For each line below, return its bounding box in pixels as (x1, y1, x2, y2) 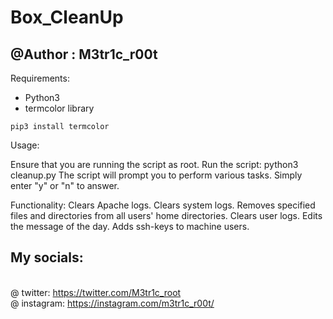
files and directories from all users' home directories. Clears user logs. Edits (10, 210, 323, 221)
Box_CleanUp (10, 6, 124, 29)
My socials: (10, 249, 84, 266)
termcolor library (24, 102, 95, 114)
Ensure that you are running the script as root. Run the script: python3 (10, 159, 299, 170)
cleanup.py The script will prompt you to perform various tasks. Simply (10, 169, 303, 181)
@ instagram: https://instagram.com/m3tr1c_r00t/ (10, 297, 215, 309)
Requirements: (10, 72, 70, 84)
